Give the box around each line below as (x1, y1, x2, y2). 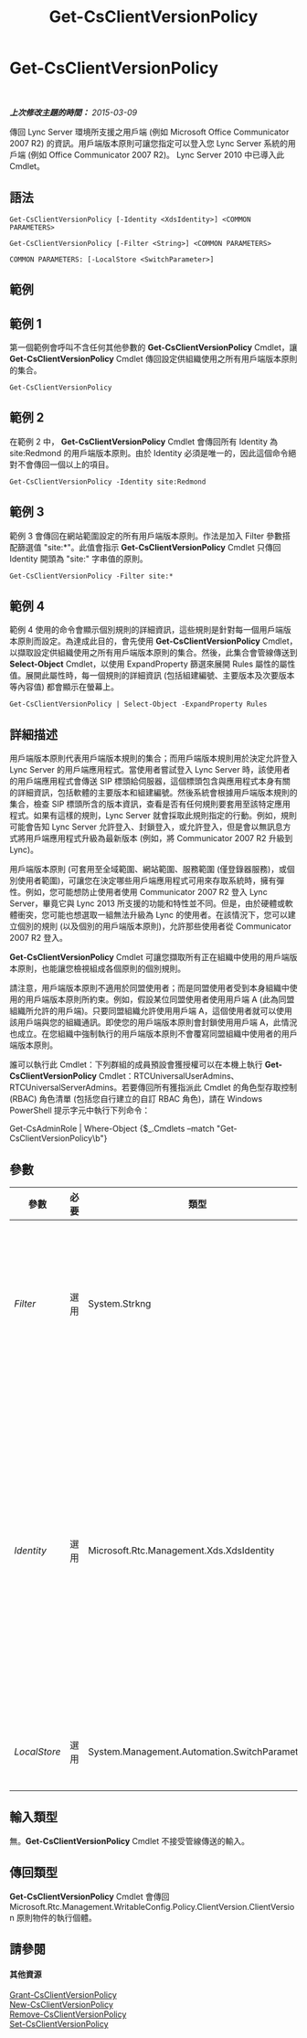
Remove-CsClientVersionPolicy (9, 2009, 127, 2020)
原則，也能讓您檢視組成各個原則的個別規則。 (16, 963, 185, 975)
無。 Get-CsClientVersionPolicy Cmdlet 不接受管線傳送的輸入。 (9, 1835, 249, 1846)
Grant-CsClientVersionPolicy (9, 1990, 117, 2001)
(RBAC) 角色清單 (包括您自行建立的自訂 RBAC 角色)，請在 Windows (9, 1094, 263, 1104)
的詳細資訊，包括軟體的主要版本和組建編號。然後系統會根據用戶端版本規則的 (9, 787, 298, 798)
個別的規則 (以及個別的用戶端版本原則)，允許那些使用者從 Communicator (16, 921, 292, 932)
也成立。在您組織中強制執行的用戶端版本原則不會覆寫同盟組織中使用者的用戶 (9, 1029, 298, 1040)
